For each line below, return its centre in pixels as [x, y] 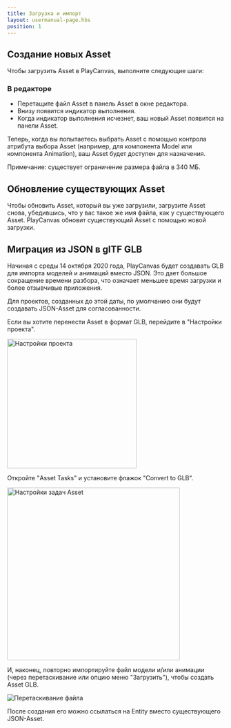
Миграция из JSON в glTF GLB [75, 249]
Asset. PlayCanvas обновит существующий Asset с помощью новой [107, 220]
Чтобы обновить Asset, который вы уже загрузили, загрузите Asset [106, 206]
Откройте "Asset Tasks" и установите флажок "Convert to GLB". [100, 478]
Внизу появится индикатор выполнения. [77, 111]
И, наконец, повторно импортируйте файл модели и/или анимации [106, 670]
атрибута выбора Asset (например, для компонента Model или [100, 146]
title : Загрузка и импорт [44, 13]
